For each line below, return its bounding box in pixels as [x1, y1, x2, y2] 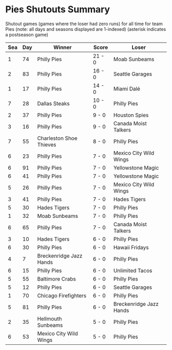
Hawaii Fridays [113, 244, 149, 251]
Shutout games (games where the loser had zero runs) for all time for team [5, 21, 163, 27]
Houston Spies [113, 112, 149, 119]
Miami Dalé [113, 85, 141, 92]
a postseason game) [5, 31, 49, 38]
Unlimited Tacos [113, 267, 153, 274]
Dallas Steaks [37, 100, 70, 107]
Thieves [37, 141, 56, 148]
